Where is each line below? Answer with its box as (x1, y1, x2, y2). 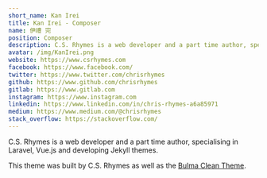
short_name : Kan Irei (8, 11, 80, 20)
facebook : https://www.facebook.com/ (8, 64, 133, 72)
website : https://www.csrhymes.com (8, 56, 126, 64)
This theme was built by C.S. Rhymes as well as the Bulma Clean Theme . (8, 161, 246, 170)
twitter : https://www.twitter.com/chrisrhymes (8, 71, 165, 79)
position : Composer (8, 33, 73, 42)
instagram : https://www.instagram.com (8, 93, 137, 101)
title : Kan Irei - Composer (8, 19, 102, 27)
